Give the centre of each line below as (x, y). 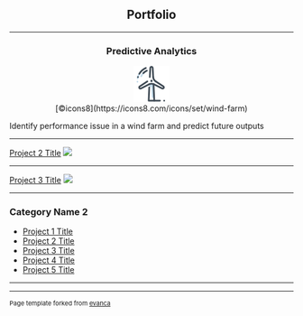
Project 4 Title (48, 260)
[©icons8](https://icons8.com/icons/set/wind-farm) (151, 108)
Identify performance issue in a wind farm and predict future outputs (137, 126)
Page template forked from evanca (60, 303)
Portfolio (151, 15)
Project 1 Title (48, 232)
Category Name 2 (49, 212)
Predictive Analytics (151, 51)
